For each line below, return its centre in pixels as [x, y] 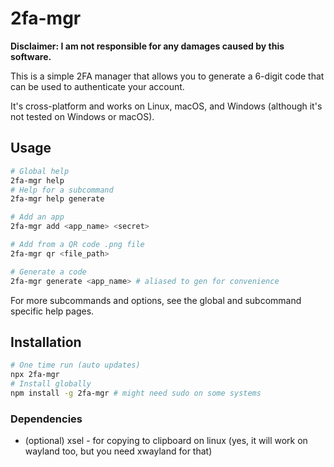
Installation [46, 342]
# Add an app [37, 217]
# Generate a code [48, 272]
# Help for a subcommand [62, 190]
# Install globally [51, 384]
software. [31, 56]
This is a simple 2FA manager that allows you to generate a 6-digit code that [167, 76]
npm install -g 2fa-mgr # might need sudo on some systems [136, 393]
